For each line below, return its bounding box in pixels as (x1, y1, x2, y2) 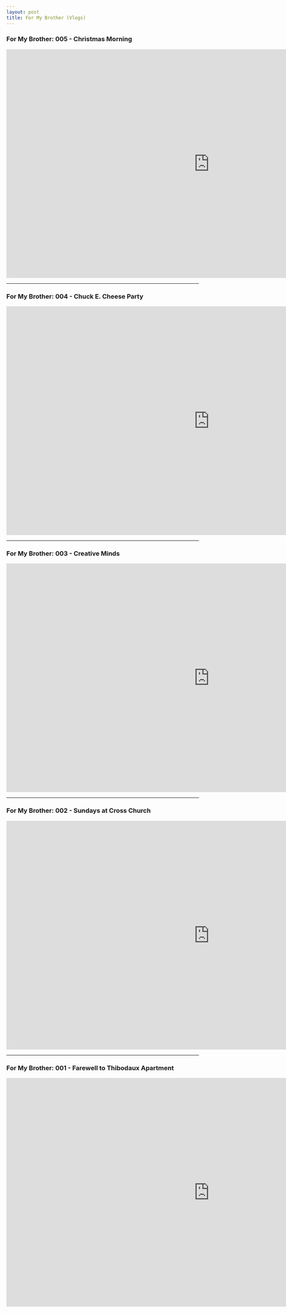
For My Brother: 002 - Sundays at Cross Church (6, 807, 151, 815)
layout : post (6, 9, 40, 15)
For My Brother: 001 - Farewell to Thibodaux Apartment (6, 1064, 174, 1072)
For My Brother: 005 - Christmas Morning (6, 35, 133, 44)
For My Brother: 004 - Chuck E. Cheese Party (6, 292, 144, 300)
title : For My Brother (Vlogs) (6, 15, 86, 21)
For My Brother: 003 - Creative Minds (6, 549, 120, 558)
